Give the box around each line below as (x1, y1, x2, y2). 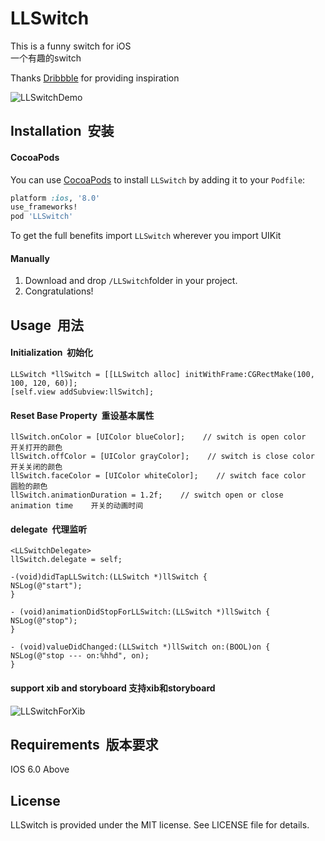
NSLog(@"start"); (10, 581, 83, 591)
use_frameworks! (10, 202, 78, 212)
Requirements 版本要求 (10, 736, 159, 753)
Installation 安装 (10, 123, 115, 140)
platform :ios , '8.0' (10, 193, 101, 203)
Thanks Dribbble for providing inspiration (10, 72, 180, 84)
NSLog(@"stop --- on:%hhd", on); (10, 651, 150, 661)
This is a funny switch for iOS (10, 40, 132, 52)
